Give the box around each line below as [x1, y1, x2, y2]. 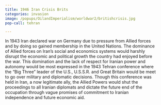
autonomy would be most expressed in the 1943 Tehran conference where [5, 64, 154, 70]
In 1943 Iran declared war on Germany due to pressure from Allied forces [5, 38, 151, 44]
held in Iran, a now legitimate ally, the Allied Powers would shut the [5, 79, 138, 85]
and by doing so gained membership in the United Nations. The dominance [5, 43, 155, 49]
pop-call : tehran [5, 20, 40, 26]
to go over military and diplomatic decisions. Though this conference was [5, 74, 152, 80]
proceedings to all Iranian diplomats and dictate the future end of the [5, 84, 143, 90]
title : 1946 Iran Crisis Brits [5, 7, 68, 12]
